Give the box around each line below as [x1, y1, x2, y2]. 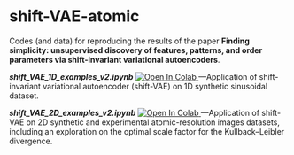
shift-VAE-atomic [9, 6, 140, 27]
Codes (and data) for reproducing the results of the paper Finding [9, 35, 251, 46]
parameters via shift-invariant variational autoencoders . [9, 54, 220, 65]
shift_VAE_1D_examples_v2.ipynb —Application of [9, 71, 258, 81]
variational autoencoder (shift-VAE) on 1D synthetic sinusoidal [43, 81, 268, 91]
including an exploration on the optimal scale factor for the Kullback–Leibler [9, 126, 285, 136]
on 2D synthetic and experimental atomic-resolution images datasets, [26, 117, 281, 128]
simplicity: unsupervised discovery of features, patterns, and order [9, 44, 263, 55]
